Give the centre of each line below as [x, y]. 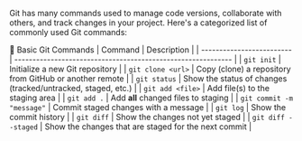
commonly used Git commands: [69, 32]
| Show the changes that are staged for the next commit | [146, 127]
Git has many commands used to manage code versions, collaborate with [146, 13]
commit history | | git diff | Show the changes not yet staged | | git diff [147, 117]
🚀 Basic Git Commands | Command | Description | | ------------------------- [151, 50]
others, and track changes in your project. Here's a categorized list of [138, 23]
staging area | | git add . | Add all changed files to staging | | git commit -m [151, 98]
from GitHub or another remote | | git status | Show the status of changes [148, 79]
